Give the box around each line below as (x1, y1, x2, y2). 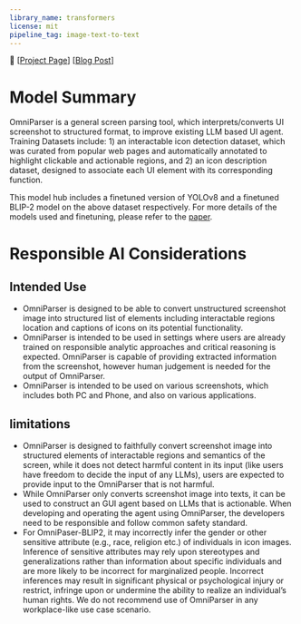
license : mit (9, 22, 59, 31)
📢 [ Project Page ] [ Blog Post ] (9, 55, 115, 66)
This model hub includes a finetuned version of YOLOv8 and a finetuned (9, 192, 279, 203)
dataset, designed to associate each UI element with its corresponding (9, 165, 274, 176)
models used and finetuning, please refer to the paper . (9, 211, 213, 222)
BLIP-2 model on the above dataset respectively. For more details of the (9, 201, 277, 213)
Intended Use (9, 278, 87, 295)
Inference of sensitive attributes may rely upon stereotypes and (22, 546, 260, 558)
